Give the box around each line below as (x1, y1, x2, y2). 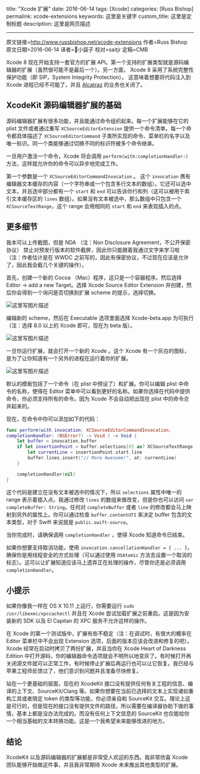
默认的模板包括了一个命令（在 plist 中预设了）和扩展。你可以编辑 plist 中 (6, 380, 184, 387)
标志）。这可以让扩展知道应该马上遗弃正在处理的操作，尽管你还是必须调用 (6, 559, 186, 566)
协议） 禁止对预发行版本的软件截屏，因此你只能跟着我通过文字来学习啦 (6, 246, 180, 253)
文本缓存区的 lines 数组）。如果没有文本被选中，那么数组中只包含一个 (11, 195, 182, 202)
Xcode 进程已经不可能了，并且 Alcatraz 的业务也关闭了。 (6, 81, 146, 88)
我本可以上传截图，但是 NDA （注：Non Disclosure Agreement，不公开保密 (6, 239, 191, 246)
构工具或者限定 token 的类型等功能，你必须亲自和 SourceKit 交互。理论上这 (6, 695, 190, 702)
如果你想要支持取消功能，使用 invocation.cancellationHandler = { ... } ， (6, 544, 193, 551)
